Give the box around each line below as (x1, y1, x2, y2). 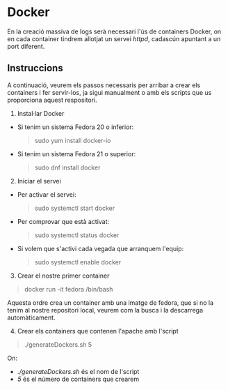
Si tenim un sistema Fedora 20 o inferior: (17, 123, 134, 131)
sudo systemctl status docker (34, 231, 120, 239)
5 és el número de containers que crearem (17, 375, 140, 383)
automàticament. (7, 313, 56, 322)
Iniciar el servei (17, 177, 61, 185)
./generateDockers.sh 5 (24, 340, 92, 349)
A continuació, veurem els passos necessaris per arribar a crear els (7, 81, 201, 89)
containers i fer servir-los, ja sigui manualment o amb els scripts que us (7, 88, 212, 96)
